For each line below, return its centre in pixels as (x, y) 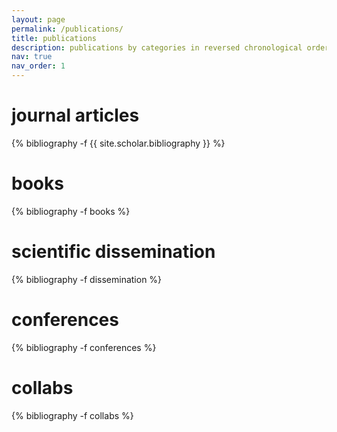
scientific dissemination (113, 252)
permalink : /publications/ (67, 29)
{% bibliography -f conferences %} (84, 347)
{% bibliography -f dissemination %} (87, 279)
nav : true (32, 57)
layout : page (38, 19)
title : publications (54, 38)
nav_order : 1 (38, 66)
